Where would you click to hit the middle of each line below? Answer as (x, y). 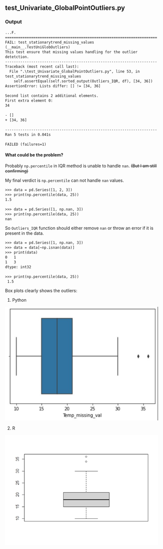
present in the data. (24, 233)
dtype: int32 (18, 267)
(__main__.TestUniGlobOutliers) (38, 47)
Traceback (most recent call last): (42, 67)
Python (19, 300)
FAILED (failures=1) (26, 144)
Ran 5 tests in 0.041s (28, 135)
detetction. (17, 57)
